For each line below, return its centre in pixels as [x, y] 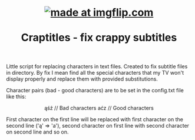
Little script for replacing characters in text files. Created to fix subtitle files [97, 66]
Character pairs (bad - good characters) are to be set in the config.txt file [95, 90]
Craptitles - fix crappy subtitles [99, 38]
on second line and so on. [37, 132]
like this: [16, 96]
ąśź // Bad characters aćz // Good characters [99, 108]
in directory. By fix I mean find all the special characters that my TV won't [95, 72]
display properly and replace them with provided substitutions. [82, 79]
